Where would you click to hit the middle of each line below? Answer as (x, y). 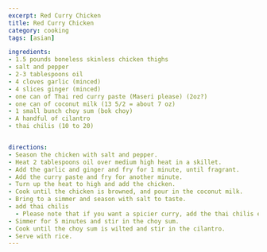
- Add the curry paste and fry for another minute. (95, 177)
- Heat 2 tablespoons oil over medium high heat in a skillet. (115, 162)
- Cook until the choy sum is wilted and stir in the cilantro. (117, 229)
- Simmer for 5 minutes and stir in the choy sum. (94, 221)
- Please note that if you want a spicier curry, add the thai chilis (135, 214)
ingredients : (30, 52)
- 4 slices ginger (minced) (55, 89)
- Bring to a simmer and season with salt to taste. (97, 200)
